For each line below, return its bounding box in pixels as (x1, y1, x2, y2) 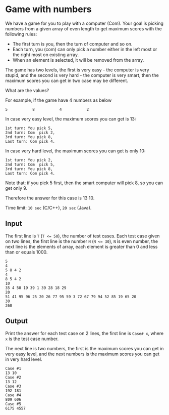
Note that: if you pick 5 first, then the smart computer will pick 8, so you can (5, 180, 163, 186)
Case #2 (5, 375, 22, 380)
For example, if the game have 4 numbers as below (5, 97, 112, 103)
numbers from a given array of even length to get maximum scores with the (5, 25, 162, 31)
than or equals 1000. (5, 249, 48, 255)
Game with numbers (5, 4, 92, 15)
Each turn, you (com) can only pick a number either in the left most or (12, 46, 157, 52)
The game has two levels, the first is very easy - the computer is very (5, 67, 150, 73)
